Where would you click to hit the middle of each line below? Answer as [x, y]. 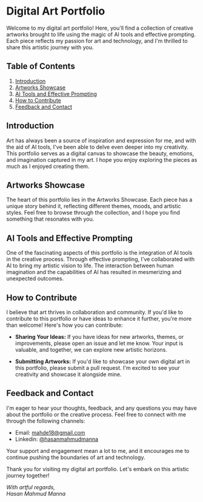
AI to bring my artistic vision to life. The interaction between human [90, 266]
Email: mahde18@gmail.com [50, 432]
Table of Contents [41, 66]
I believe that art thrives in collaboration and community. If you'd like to [95, 312]
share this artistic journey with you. [50, 47]
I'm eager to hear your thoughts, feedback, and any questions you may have [101, 408]
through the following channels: [46, 421]
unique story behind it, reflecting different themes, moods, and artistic [94, 206]
